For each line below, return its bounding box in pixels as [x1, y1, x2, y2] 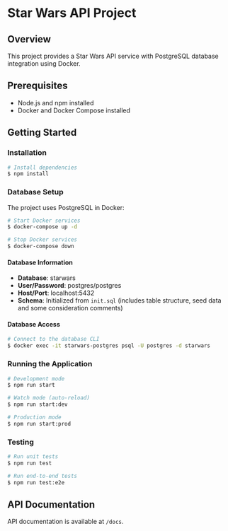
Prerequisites [7, 80, 68, 92]
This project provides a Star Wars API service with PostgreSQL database [7, 52, 220, 60]
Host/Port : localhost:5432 [17, 288, 95, 298]
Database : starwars [17, 274, 76, 282]
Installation [7, 148, 47, 158]
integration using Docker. [7, 59, 81, 68]
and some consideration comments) [17, 304, 123, 313]
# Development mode [7, 375, 65, 383]
